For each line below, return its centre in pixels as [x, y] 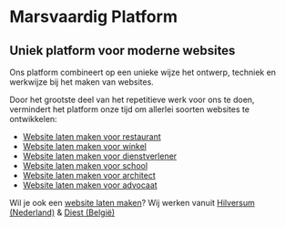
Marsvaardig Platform [93, 17]
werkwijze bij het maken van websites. [82, 82]
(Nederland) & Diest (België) [62, 212]
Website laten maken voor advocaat [90, 185]
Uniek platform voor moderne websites [122, 51]
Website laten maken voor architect [89, 175]
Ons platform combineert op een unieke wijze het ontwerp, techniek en [142, 72]
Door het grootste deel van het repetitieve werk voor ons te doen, [132, 99]
